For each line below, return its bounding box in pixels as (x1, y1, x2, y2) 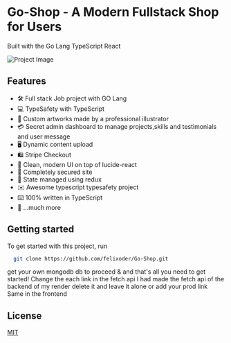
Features (7, 76, 46, 87)
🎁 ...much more (17, 203, 61, 211)
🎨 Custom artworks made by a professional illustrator (17, 114, 169, 123)
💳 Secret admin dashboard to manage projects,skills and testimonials (17, 122, 216, 130)
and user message (17, 132, 71, 141)
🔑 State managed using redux (17, 175, 102, 184)
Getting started (7, 223, 75, 236)
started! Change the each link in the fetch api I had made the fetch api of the (7, 275, 225, 283)
